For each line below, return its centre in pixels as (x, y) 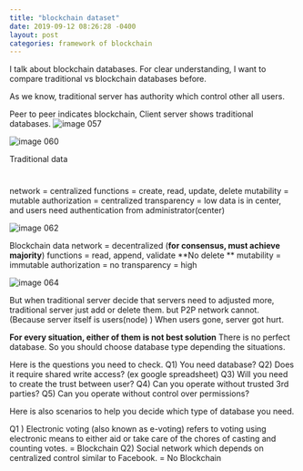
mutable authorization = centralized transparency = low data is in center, (146, 200)
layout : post (34, 35)
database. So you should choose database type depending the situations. (147, 347)
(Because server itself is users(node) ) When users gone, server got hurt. (147, 320)
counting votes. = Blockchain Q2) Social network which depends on (136, 448)
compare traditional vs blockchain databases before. (108, 79)
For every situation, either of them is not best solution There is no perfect (150, 337)
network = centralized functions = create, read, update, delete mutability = (149, 191)
